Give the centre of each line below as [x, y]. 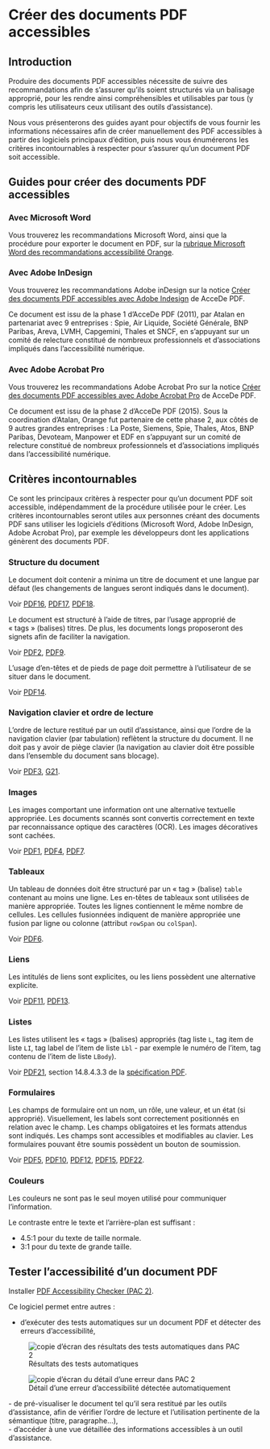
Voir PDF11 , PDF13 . [39, 1001]
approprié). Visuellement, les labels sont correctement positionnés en [124, 1119]
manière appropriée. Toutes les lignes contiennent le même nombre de [126, 906]
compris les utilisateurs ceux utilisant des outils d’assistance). [111, 107]
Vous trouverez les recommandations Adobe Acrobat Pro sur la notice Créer [135, 387]
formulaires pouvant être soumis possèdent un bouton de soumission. [125, 1145]
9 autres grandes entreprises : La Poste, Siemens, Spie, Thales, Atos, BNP [131, 428]
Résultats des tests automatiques [83, 1364]
